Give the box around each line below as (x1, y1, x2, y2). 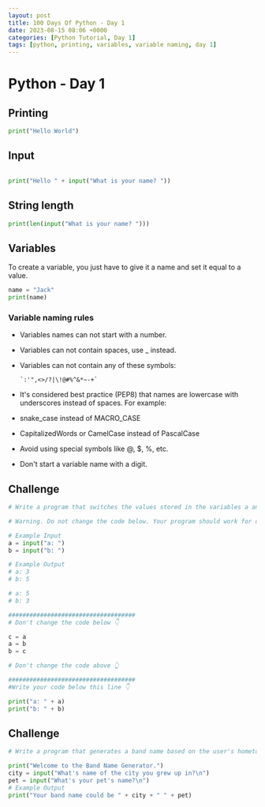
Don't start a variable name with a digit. (19, 460, 147, 469)
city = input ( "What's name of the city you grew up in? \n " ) (8, 769, 211, 778)
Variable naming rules (8, 312, 95, 323)
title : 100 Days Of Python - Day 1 (8, 19, 125, 27)
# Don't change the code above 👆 (8, 662, 120, 670)
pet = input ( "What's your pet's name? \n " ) (8, 776, 150, 784)
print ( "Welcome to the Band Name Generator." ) (8, 762, 164, 770)
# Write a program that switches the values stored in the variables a (8, 503, 248, 512)
